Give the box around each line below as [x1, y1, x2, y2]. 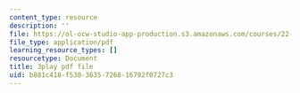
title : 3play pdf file [9, 63, 94, 72]
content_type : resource [9, 12, 98, 22]
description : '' [9, 21, 70, 30]
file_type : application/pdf [9, 37, 114, 47]
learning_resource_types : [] [9, 46, 118, 55]
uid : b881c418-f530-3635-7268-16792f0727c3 [9, 71, 174, 80]
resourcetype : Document [9, 54, 98, 63]
